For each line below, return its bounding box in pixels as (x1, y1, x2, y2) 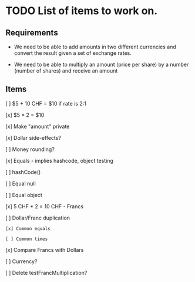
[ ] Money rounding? (5, 146, 55, 153)
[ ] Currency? (5, 258, 38, 265)
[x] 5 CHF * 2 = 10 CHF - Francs (5, 202, 83, 210)
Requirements (5, 28, 58, 38)
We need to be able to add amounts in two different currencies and (14, 43, 177, 50)
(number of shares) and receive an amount (14, 67, 118, 74)
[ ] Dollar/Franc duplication (5, 214, 70, 221)
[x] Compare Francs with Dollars (5, 246, 84, 253)
